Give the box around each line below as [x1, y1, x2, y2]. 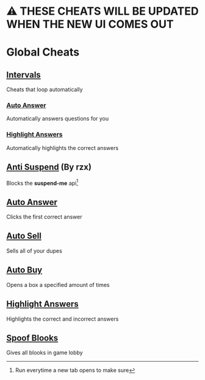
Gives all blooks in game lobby [6, 349, 84, 356]
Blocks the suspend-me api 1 [6, 178, 79, 187]
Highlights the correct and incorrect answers [6, 315, 119, 322]
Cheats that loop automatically [6, 86, 84, 93]
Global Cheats [6, 45, 80, 59]
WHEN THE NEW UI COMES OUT [6, 17, 174, 31]
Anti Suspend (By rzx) [6, 162, 92, 173]
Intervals [6, 69, 41, 80]
